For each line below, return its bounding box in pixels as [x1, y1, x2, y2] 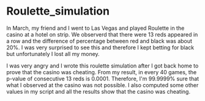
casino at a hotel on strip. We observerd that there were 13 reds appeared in [6, 30, 198, 38]
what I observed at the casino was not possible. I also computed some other [6, 81, 199, 89]
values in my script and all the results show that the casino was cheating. [6, 88, 191, 95]
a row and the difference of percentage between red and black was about [6, 37, 193, 44]
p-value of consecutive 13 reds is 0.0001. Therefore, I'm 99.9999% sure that [6, 75, 199, 82]
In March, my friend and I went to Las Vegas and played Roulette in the [6, 24, 185, 32]
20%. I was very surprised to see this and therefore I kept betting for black [6, 44, 195, 51]
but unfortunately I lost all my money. [6, 50, 100, 57]
